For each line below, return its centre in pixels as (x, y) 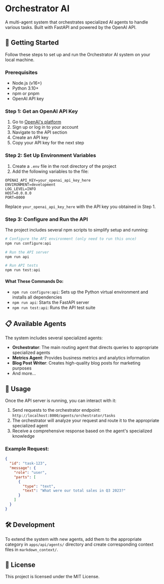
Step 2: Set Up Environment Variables (51, 156)
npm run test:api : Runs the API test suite (54, 308)
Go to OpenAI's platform (36, 122)
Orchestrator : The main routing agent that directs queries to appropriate (85, 348)
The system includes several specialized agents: (54, 338)
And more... (24, 374)
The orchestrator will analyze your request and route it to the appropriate (86, 420)
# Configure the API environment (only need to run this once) (71, 239)
